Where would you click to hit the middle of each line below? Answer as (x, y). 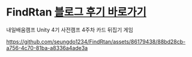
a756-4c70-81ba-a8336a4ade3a (47, 47)
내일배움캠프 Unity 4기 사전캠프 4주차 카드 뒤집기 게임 (70, 30)
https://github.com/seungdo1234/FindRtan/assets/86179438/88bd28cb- (96, 42)
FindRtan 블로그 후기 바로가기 (76, 12)
